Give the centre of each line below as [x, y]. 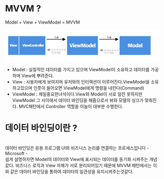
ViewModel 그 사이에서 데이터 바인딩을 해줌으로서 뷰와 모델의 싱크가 [78, 100]
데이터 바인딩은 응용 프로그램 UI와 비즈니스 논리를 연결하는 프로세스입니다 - [77, 148]
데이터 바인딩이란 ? [41, 128]
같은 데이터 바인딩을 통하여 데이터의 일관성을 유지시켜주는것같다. [72, 171]
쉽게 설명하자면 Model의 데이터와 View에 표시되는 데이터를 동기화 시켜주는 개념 [81, 159]
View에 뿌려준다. [38, 75]
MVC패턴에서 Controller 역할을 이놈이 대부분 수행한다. [71, 106]
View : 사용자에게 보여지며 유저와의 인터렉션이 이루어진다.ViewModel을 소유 [85, 82]
